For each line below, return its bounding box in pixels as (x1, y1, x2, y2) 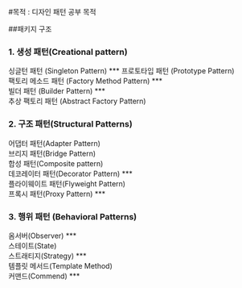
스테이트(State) (8, 240, 57, 250)
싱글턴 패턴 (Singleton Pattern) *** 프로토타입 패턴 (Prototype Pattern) (8, 66, 235, 76)
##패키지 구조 (8, 24, 52, 34)
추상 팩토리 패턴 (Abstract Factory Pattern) (8, 96, 146, 106)
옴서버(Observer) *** (8, 231, 77, 240)
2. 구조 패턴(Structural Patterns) (8, 119, 133, 130)
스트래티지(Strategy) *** (8, 251, 87, 261)
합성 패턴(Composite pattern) (8, 158, 104, 168)
